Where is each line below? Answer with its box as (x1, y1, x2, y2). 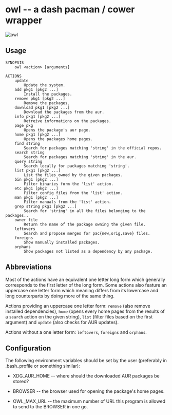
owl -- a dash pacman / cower (5, 4, 135, 15)
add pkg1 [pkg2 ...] (14, 87, 59, 92)
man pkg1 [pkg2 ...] (14, 195, 59, 200)
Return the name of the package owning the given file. (24, 222, 146, 227)
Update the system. (24, 82, 66, 88)
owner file (14, 217, 38, 222)
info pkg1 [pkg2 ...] (14, 114, 61, 119)
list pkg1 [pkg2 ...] (14, 168, 61, 173)
